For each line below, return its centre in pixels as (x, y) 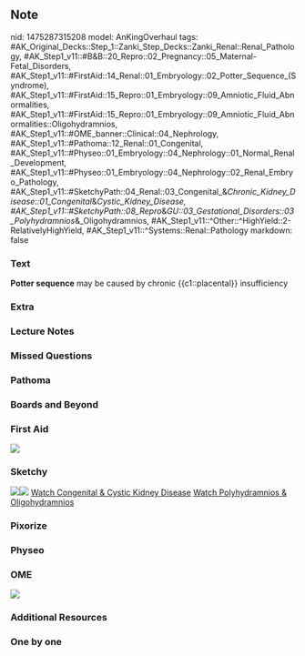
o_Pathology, (35, 182)
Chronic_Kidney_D (261, 191)
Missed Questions (51, 356)
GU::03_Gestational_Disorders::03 (230, 211)
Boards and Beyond (55, 404)
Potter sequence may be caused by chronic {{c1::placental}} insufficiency (149, 283)
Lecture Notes (42, 331)
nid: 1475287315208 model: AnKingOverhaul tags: (104, 36)
